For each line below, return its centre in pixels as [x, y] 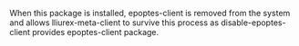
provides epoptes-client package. [95, 32]
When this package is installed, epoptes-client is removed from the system [150, 13]
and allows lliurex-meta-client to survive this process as [114, 23]
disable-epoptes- [253, 23]
